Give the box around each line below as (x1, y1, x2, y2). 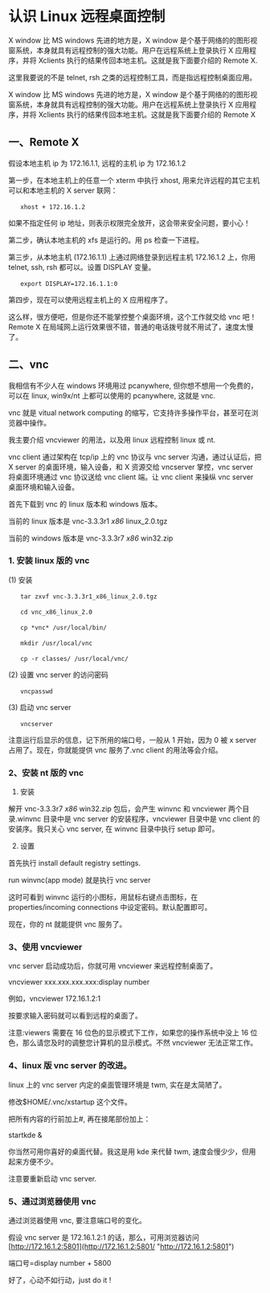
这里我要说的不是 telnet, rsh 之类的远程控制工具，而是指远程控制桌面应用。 (8, 72, 257, 82)
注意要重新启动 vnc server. (8, 1173, 97, 1183)
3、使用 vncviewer (8, 941, 83, 952)
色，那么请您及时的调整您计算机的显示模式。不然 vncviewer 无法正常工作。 (8, 1038, 258, 1048)
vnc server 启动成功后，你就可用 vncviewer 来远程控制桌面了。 (8, 961, 218, 971)
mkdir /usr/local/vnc (19, 639, 92, 647)
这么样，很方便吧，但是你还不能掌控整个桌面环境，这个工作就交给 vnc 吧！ (8, 312, 257, 321)
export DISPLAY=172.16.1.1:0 (19, 279, 118, 288)
